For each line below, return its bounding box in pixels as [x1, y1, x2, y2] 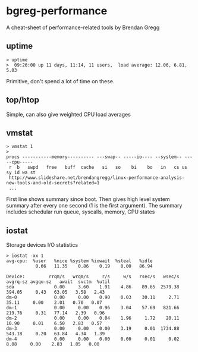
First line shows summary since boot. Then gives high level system [6, 196, 171, 203]
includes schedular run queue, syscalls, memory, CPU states [6, 208, 155, 215]
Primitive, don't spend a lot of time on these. [6, 77, 115, 84]
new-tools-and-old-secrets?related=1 [6, 180, 100, 186]
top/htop [6, 95, 40, 105]
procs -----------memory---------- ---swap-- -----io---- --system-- [6, 154, 183, 160]
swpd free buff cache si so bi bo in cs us [27, 165, 187, 171]
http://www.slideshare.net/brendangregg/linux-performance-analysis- [8, 175, 185, 181]
